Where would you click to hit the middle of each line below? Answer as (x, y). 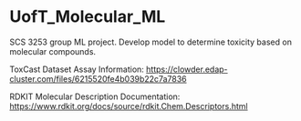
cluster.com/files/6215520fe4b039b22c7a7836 (98, 78)
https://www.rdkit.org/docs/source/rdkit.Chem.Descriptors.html (129, 106)
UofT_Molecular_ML (88, 17)
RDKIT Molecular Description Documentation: (95, 96)
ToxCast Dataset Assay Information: (77, 69)
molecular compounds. (53, 51)
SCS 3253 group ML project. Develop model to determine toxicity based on (150, 42)
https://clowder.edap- (187, 69)
